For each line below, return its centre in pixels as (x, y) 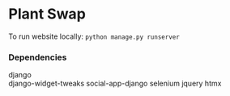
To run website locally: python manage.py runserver (94, 36)
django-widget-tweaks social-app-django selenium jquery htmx (115, 83)
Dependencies (38, 57)
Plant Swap (47, 14)
